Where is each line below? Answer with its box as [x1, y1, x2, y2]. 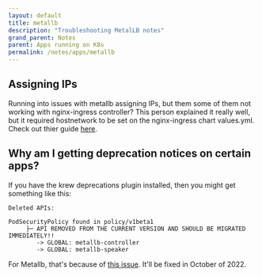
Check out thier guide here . [8, 123, 97, 133]
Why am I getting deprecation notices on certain [8, 147, 252, 161]
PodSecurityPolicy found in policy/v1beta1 [8, 218, 154, 226]
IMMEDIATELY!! [8, 231, 55, 240]
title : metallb [8, 19, 59, 27]
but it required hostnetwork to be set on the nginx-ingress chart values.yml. [8, 116, 255, 125]
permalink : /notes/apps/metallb [8, 48, 115, 56]
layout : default [8, 11, 62, 20]
